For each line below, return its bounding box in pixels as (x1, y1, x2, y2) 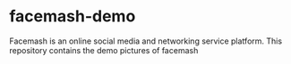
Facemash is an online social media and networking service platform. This (9, 36, 283, 46)
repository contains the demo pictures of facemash (9, 44, 199, 55)
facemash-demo (9, 6, 136, 27)
